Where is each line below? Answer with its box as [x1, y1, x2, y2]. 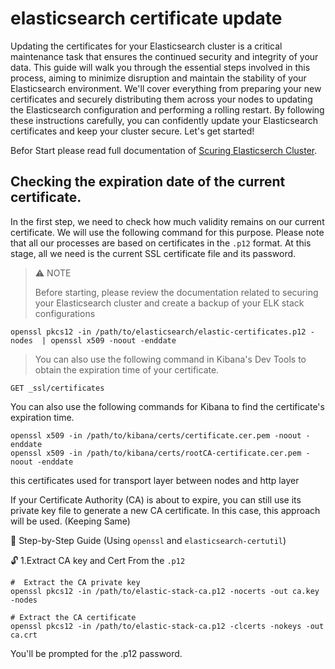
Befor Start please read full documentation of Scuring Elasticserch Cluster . [10, 144, 318, 156]
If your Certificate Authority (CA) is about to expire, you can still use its [10, 493, 302, 506]
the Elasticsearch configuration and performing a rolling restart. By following [10, 103, 325, 116]
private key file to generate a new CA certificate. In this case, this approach [10, 504, 321, 516]
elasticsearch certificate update [10, 7, 283, 30]
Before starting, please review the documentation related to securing [34, 286, 319, 298]
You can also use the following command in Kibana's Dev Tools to [34, 353, 307, 365]
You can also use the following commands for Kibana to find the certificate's [10, 400, 325, 412]
